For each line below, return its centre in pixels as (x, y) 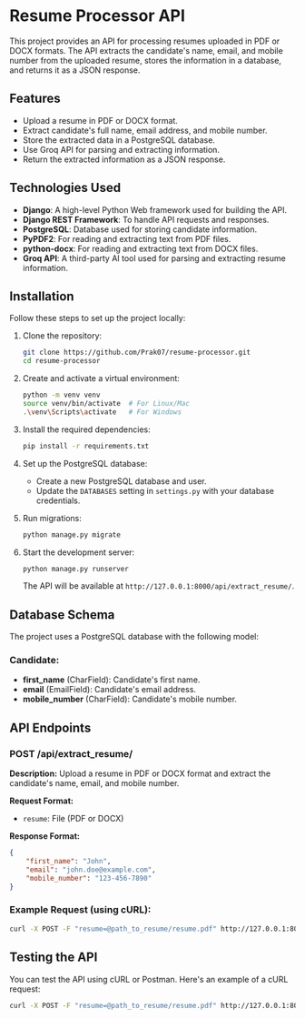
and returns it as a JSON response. (75, 70)
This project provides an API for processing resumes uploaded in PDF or (145, 41)
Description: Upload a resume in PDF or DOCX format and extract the (140, 773)
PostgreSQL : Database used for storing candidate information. (140, 229)
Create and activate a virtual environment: (101, 378)
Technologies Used (65, 188)
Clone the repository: (62, 336)
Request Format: (42, 801)
